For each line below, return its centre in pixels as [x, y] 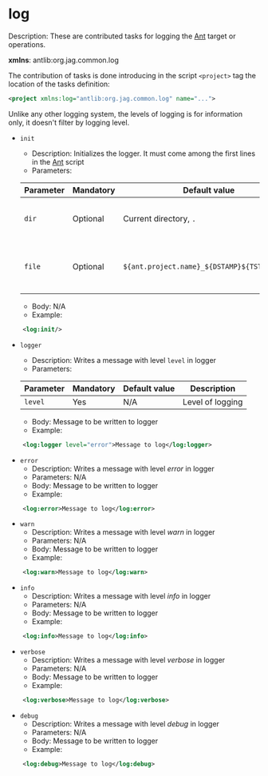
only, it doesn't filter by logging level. [69, 122]
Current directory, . [160, 218]
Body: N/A [49, 306]
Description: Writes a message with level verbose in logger [128, 660]
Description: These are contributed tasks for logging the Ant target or [122, 36]
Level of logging [213, 402]
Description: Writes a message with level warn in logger [123, 532]
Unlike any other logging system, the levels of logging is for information [126, 113]
